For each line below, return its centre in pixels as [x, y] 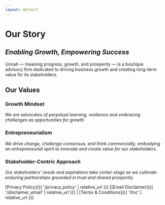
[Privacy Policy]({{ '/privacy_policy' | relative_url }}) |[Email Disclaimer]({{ [79, 187]
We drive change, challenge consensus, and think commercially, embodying [83, 143]
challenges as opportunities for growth [45, 120]
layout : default [22, 10]
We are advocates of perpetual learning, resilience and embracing [73, 115]
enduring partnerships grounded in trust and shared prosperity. [70, 177]
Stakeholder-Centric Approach [43, 162]
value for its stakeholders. [31, 74]
